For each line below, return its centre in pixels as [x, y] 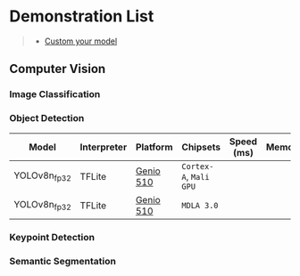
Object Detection [47, 118]
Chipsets [201, 147]
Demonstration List [82, 16]
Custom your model [81, 41]
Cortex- [198, 166]
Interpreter [104, 147]
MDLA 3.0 [200, 205]
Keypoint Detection [52, 238]
